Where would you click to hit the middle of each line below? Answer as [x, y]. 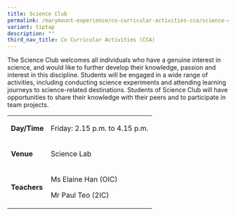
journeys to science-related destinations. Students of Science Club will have [118, 90]
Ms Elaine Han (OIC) [84, 179]
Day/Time [27, 129]
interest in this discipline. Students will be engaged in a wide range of [108, 75]
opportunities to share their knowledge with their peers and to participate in [117, 97]
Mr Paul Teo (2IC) [80, 196]
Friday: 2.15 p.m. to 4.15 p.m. [99, 129]
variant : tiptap [31, 27]
